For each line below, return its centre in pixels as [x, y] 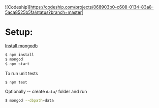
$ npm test [16, 82]
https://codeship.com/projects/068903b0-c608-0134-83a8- [92, 7]
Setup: [19, 32]
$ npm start [17, 64]
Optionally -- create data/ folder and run [46, 92]
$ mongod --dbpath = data [30, 101]
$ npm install [20, 54]
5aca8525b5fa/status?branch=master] [44, 12]
